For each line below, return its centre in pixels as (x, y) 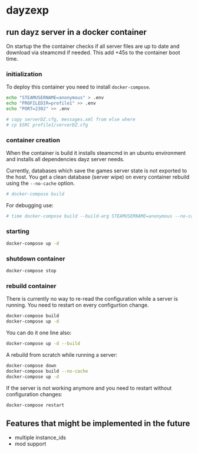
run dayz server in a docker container (77, 32)
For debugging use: (30, 205)
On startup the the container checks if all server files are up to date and (93, 46)
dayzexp (27, 10)
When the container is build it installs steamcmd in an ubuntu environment (96, 153)
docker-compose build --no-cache (47, 371)
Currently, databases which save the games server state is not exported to (97, 170)
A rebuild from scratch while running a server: (62, 354)
